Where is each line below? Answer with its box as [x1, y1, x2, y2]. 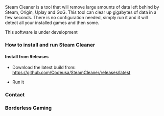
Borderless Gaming [5, 104, 52, 111]
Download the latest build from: [12, 65, 76, 70]
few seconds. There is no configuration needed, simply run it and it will [5, 15, 148, 20]
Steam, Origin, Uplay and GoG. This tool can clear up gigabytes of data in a [5, 9, 157, 15]
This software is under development [5, 29, 78, 35]
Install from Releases [5, 53, 49, 59]
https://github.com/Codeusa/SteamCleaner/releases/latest [12, 70, 131, 75]
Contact [5, 92, 25, 98]
